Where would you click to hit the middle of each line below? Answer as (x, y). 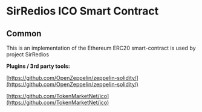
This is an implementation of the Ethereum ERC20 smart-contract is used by (101, 48)
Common (24, 34)
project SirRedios (28, 54)
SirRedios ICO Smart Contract (83, 11)
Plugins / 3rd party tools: (38, 66)
